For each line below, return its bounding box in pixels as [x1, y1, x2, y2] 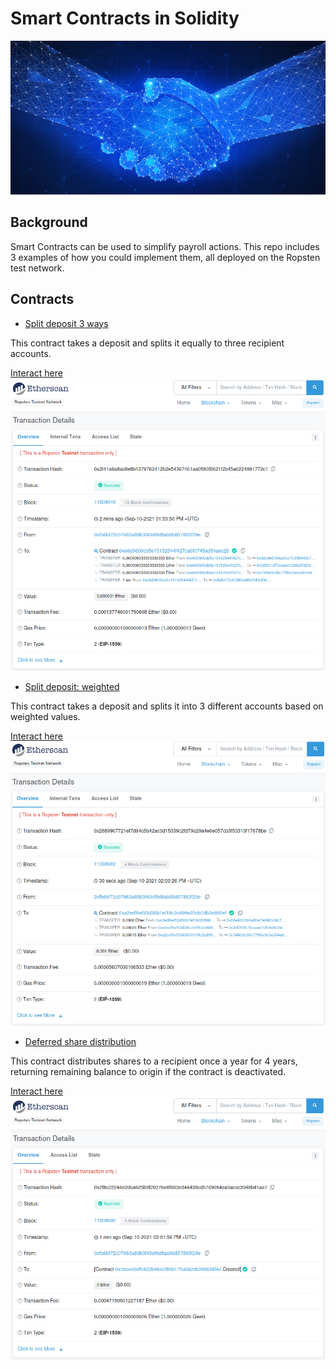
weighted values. [10, 711, 81, 722]
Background [10, 214, 88, 231]
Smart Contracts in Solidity [10, 7, 240, 30]
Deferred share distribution [24, 1036, 137, 1048]
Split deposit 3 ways [24, 317, 109, 329]
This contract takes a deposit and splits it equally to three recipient [10, 337, 285, 349]
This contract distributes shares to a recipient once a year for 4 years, [10, 1055, 298, 1067]
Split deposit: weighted [24, 681, 120, 692]
